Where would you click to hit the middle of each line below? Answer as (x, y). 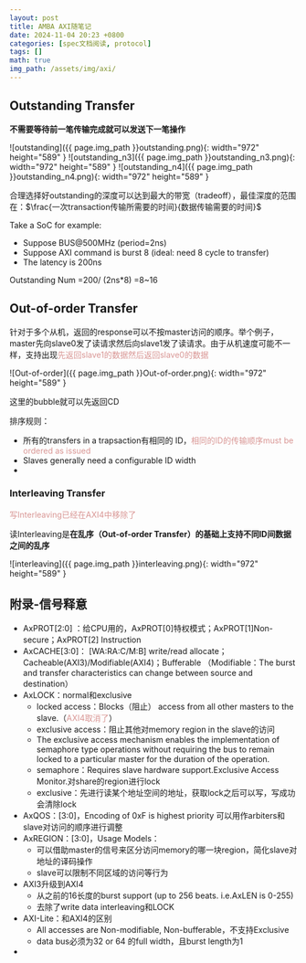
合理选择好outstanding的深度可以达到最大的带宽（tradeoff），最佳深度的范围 (153, 195)
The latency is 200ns (62, 262)
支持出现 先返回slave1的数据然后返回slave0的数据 (117, 355)
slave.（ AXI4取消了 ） (76, 717)
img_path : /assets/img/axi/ (63, 69)
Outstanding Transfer (72, 106)
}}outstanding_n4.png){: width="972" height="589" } (109, 176)
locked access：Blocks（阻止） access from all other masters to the (165, 706)
